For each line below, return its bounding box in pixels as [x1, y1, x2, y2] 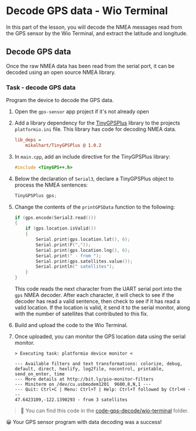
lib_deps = [14, 137, 42, 143]
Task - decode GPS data [6, 83, 76, 92]
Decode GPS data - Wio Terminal [6, 4, 169, 18]
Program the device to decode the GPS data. [6, 97, 114, 104]
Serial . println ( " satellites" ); [36, 264, 115, 270]
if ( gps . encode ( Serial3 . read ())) [14, 214, 97, 221]
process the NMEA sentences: [14, 181, 88, 188]
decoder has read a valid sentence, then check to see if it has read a [14, 298, 180, 305]
